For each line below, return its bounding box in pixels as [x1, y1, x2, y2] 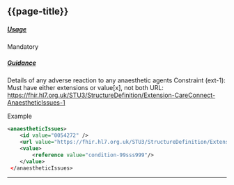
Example [7, 112, 33, 121]
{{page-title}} [7, 6, 69, 17]
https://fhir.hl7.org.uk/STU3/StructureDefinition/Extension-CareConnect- [7, 91, 216, 100]
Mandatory [7, 43, 39, 51]
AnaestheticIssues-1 [7, 98, 65, 107]
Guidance [7, 59, 36, 67]
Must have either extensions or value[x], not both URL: [7, 84, 164, 92]
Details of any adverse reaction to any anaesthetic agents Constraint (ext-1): [7, 76, 226, 84]
